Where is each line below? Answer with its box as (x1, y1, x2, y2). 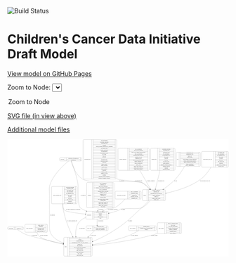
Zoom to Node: (7, 83, 51, 91)
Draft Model (7, 46, 78, 63)
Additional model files (7, 125, 70, 134)
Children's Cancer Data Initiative (7, 32, 201, 47)
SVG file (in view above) (7, 111, 77, 120)
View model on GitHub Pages (7, 69, 93, 77)
